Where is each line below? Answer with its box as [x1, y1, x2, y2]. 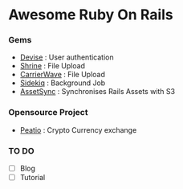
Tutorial [19, 173, 46, 183]
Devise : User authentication [19, 52, 114, 62]
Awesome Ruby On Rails [8, 6, 174, 24]
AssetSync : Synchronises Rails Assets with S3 [19, 87, 175, 97]
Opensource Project [8, 107, 88, 118]
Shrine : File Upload [19, 61, 86, 71]
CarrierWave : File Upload [19, 70, 106, 80]
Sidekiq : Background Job [19, 78, 106, 88]
